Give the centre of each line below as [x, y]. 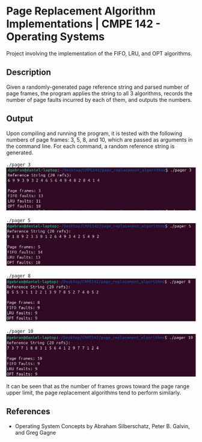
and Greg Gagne [35, 432]
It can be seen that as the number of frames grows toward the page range [98, 386]
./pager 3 [19, 165]
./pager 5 [19, 221]
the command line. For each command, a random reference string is [90, 146]
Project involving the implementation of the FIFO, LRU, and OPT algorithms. [99, 53]
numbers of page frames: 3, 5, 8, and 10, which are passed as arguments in [99, 139]
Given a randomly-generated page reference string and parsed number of [98, 87]
